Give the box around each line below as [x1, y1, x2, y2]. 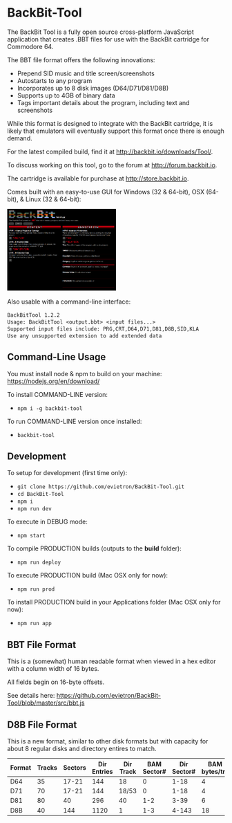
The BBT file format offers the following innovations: [7, 55, 155, 64]
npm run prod [17, 586, 55, 593]
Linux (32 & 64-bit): [25, 195, 81, 203]
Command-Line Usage [7, 351, 106, 363]
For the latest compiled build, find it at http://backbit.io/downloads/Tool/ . [7, 147, 213, 156]
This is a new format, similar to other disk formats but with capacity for [7, 737, 209, 746]
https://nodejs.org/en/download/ [7, 377, 100, 385]
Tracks [37, 764, 57, 772]
